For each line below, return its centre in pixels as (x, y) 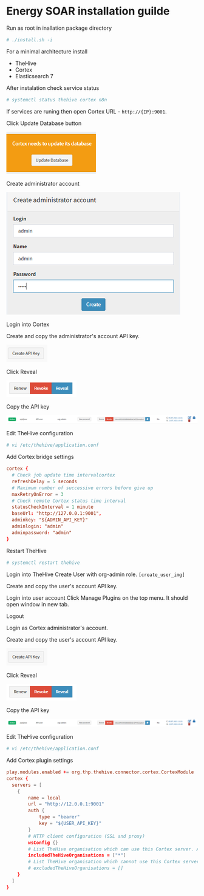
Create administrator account (43, 183)
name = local (45, 798)
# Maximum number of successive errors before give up (83, 488)
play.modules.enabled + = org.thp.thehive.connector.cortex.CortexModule (100, 772)
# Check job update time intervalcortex (63, 475)
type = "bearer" (59, 817)
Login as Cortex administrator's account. (57, 628)
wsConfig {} (43, 843)
